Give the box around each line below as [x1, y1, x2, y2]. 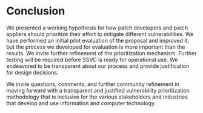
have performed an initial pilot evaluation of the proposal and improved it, [6, 37, 189, 44]
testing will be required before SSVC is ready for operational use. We [6, 56, 178, 63]
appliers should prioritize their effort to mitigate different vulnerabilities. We [6, 30, 194, 37]
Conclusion [6, 4, 65, 18]
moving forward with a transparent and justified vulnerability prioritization [6, 87, 190, 94]
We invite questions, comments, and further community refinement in [6, 80, 180, 88]
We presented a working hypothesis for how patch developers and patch [6, 24, 188, 31]
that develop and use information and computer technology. [6, 99, 156, 106]
